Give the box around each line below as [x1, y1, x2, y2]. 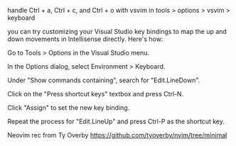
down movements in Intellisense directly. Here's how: [7, 35, 163, 43]
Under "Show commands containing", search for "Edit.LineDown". [7, 76, 200, 84]
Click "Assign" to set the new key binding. [7, 103, 130, 112]
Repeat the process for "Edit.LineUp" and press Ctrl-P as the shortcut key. [7, 117, 225, 125]
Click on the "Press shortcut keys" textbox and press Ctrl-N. [7, 90, 184, 98]
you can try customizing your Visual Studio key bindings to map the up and [7, 28, 227, 35]
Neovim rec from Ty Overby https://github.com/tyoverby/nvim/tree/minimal [7, 131, 227, 139]
